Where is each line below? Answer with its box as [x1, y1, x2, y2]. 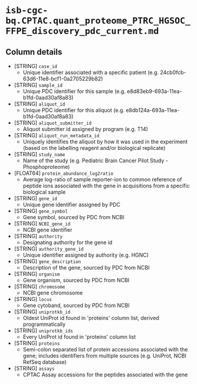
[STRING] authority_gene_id [14, 245, 84, 252]
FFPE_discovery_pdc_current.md [5, 25, 159, 37]
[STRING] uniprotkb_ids [14, 327, 73, 334]
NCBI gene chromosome [22, 289, 83, 296]
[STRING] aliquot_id [14, 100, 65, 107]
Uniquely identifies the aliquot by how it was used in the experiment [22, 138, 188, 145]
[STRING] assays [14, 365, 55, 372]
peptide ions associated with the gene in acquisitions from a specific [22, 183, 190, 189]
